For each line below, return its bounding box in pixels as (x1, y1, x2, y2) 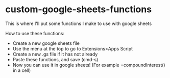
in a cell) (12, 67, 31, 73)
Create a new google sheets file (12, 40, 80, 46)
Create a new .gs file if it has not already (12, 51, 98, 57)
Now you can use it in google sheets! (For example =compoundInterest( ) (12, 62, 165, 68)
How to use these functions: (5, 30, 65, 36)
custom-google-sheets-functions (5, 4, 152, 15)
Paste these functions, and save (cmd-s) (12, 56, 99, 62)
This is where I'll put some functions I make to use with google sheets (5, 20, 152, 27)
